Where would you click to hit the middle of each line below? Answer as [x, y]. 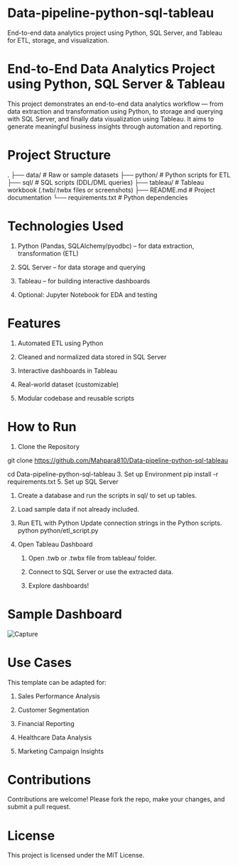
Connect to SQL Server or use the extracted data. [101, 572]
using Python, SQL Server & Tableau [117, 84]
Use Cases [40, 662]
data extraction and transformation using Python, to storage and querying [115, 111]
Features [34, 323]
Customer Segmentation [53, 710]
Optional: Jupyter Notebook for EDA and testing [87, 294]
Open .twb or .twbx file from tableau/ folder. [92, 558]
